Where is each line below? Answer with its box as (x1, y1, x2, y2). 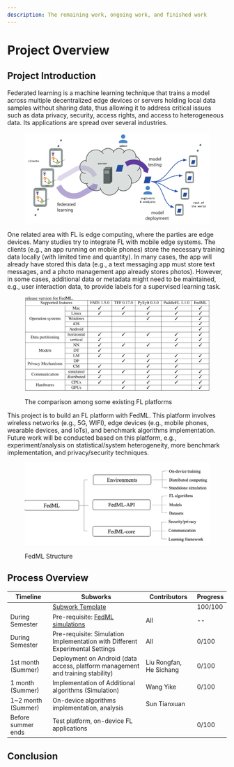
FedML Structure (24, 552, 73, 560)
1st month (10, 658, 40, 666)
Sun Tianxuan (146, 700, 186, 708)
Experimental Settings (52, 644, 116, 653)
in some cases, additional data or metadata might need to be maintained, (7, 275, 217, 283)
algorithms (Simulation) (52, 686, 120, 695)
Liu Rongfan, (146, 658, 182, 666)
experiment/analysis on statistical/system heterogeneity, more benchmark (7, 441, 220, 450)
